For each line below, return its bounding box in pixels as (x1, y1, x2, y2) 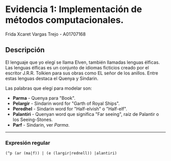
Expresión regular (5, 139, 50, 146)
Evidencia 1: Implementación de (5, 4, 142, 15)
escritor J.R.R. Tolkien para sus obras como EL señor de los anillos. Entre (5, 70, 159, 76)
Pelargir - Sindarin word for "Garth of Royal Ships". (12, 100, 120, 106)
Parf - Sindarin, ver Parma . (12, 122, 70, 128)
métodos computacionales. (5, 14, 124, 26)
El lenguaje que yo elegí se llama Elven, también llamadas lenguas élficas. (5, 59, 160, 65)
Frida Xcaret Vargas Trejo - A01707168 (5, 31, 86, 37)
